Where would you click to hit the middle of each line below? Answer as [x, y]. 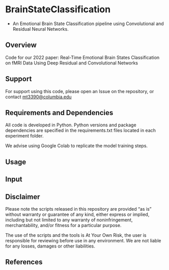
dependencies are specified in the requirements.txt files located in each [81, 130]
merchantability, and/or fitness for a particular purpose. [63, 225]
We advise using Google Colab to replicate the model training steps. [77, 146]
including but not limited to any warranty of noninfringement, [69, 220]
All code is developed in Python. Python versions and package [71, 125]
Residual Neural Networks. [40, 29]
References [24, 262]
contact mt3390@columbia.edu [39, 97]
